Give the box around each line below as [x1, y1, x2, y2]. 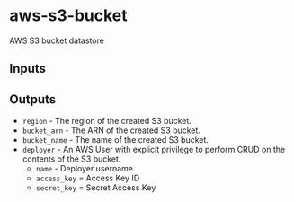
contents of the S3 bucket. [22, 154, 121, 164]
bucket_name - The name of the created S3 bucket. [22, 135, 209, 145]
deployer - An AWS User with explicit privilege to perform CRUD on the [22, 145, 286, 155]
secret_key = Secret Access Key [35, 182, 156, 193]
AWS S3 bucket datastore [9, 35, 105, 46]
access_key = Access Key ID [35, 172, 140, 184]
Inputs [9, 61, 47, 76]
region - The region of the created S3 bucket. [22, 116, 192, 127]
